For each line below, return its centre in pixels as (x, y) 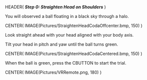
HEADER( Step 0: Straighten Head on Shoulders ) (55, 7)
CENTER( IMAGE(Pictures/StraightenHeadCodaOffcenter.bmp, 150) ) (74, 26)
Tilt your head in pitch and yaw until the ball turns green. (62, 44)
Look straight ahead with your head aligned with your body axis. (69, 35)
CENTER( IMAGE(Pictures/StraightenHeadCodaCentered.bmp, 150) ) (74, 53)
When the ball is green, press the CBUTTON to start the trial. (66, 63)
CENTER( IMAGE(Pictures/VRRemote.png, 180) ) (53, 72)
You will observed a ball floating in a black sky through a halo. (67, 16)
